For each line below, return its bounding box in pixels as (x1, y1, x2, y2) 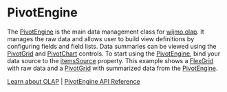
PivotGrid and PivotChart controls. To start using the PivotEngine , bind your (7, 49, 221, 58)
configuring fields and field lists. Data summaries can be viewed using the (7, 42, 217, 50)
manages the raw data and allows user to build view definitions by (7, 34, 195, 43)
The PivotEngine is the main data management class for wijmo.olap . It (7, 27, 204, 36)
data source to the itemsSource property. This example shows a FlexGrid (7, 56, 214, 65)
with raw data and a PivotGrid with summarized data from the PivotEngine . (7, 64, 218, 72)
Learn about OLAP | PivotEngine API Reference (7, 77, 140, 85)
